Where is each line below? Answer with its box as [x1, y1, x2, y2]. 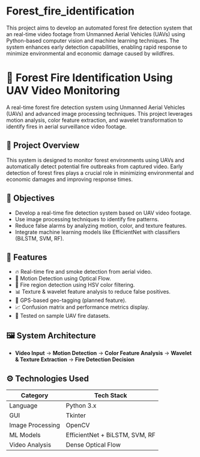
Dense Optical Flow [65, 440, 121, 449]
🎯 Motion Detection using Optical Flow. [14, 275, 111, 282]
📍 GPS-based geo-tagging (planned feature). [14, 297, 127, 304]
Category [20, 391, 49, 399]
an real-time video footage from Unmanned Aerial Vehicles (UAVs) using [6, 30, 186, 37]
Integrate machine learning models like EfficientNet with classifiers [14, 228, 180, 236]
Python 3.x [65, 401, 97, 409]
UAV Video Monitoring [6, 84, 120, 98]
